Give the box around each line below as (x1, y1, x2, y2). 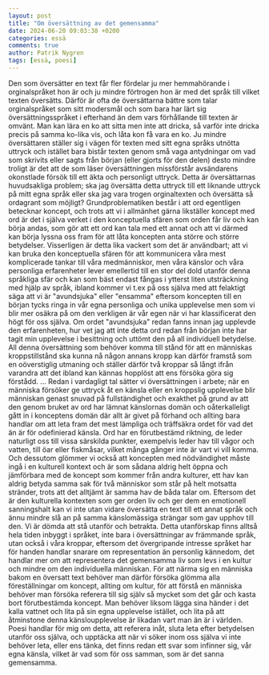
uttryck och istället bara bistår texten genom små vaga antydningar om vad (8, 146, 256, 156)
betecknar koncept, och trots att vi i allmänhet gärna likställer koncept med (8, 206, 255, 216)
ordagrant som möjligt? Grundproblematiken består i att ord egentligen (8, 197, 241, 207)
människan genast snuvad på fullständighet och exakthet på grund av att (8, 394, 249, 403)
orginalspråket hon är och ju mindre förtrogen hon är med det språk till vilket (8, 87, 260, 96)
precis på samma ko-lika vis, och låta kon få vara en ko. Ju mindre (8, 129, 227, 139)
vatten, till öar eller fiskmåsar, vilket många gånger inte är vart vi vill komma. (8, 444, 259, 454)
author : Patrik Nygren (8, 49, 84, 57)
